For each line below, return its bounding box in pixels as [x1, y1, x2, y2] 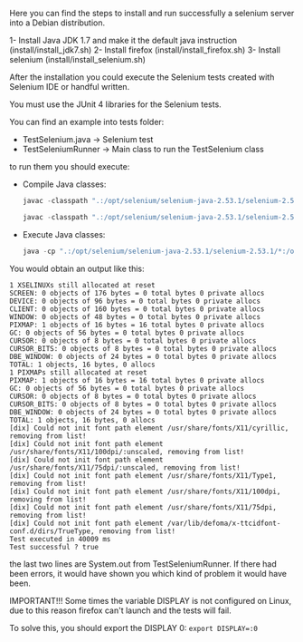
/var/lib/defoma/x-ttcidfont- [166, 519, 281, 528]
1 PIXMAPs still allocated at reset [9, 367, 147, 377]
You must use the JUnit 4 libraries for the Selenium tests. [9, 99, 222, 110]
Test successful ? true [9, 542, 99, 551]
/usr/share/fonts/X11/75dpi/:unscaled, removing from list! [9, 462, 241, 472]
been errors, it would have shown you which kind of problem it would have [9, 568, 288, 579]
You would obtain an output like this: [9, 263, 145, 274]
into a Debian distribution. [9, 17, 106, 28]
